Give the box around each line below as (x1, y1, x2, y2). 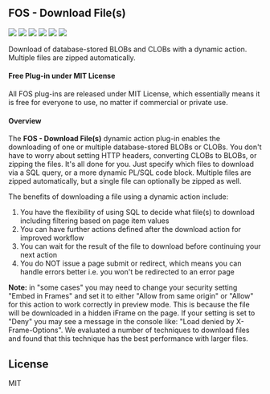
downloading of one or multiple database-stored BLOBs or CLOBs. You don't (8, 142, 262, 152)
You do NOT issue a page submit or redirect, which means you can (19, 258, 242, 268)
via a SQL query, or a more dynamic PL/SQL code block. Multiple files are (8, 168, 252, 177)
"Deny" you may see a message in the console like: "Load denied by (8, 317, 235, 327)
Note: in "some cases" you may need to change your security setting (8, 282, 238, 292)
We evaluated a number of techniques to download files (64, 325, 250, 335)
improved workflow (19, 233, 84, 243)
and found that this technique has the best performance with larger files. (8, 334, 249, 343)
